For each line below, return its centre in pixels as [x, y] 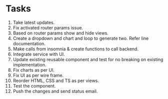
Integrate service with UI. [39, 54]
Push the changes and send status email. [55, 91]
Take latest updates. [34, 22]
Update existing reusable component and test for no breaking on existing [88, 59]
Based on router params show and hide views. [61, 33]
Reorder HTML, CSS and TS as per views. [56, 81]
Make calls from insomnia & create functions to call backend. [76, 49]
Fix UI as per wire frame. [38, 75]
